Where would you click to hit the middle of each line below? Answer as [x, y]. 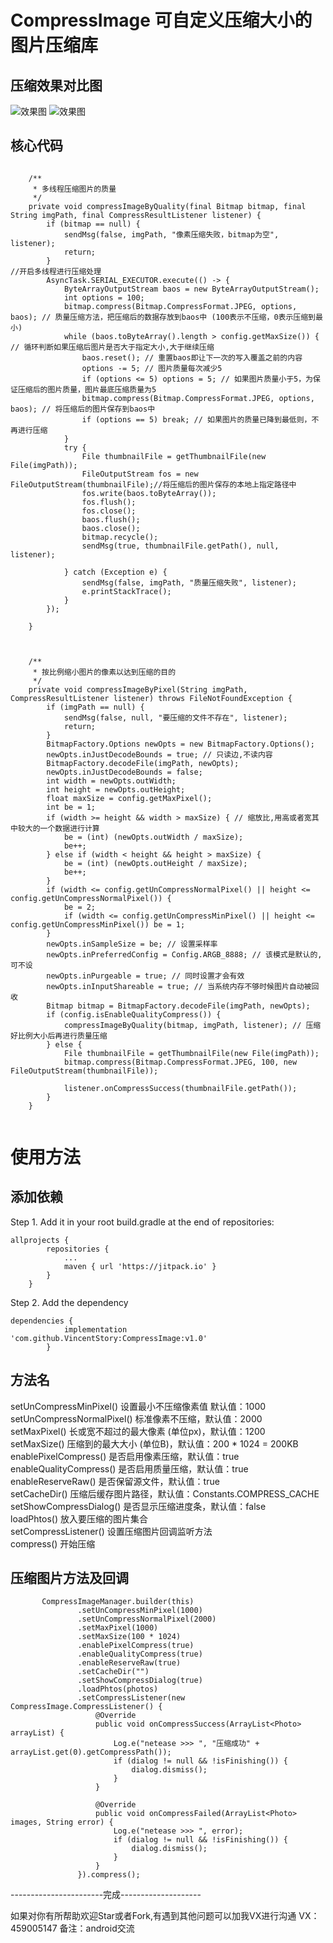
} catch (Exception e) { [115, 572]
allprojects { [40, 1240]
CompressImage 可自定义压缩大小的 [161, 20]
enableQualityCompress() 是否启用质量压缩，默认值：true [129, 1468]
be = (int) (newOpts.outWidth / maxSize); [153, 837]
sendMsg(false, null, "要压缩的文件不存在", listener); [175, 717]
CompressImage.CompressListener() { [86, 1707]
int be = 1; [71, 807]
